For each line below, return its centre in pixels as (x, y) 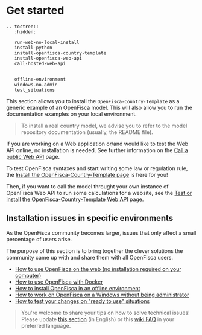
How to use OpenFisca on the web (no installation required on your (98, 269)
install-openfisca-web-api (48, 58)
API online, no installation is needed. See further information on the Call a (97, 150)
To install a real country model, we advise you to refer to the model (104, 126)
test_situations (35, 90)
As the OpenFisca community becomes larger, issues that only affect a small (101, 232)
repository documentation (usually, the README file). (87, 132)
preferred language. (46, 325)
